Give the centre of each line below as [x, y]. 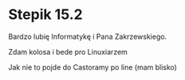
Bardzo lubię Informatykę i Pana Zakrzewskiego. [88, 36]
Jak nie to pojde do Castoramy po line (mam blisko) [93, 67]
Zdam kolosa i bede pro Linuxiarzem [68, 51]
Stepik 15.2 [45, 15]
